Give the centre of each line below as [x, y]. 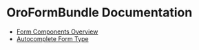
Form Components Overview [57, 32]
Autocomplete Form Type [52, 38]
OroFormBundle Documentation [99, 13]
